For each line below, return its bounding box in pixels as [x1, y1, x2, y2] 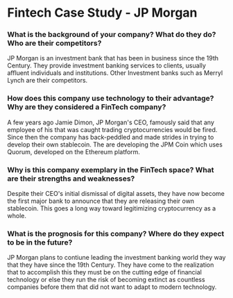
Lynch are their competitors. [7, 76, 88, 85]
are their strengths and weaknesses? [7, 174, 135, 183]
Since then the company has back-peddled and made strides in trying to [7, 133, 214, 141]
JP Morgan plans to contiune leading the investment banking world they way [7, 254, 226, 262]
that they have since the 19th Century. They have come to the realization [7, 260, 214, 269]
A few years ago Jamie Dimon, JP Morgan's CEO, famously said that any [7, 118, 215, 126]
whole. [7, 212, 26, 220]
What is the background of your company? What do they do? [7, 30, 216, 40]
